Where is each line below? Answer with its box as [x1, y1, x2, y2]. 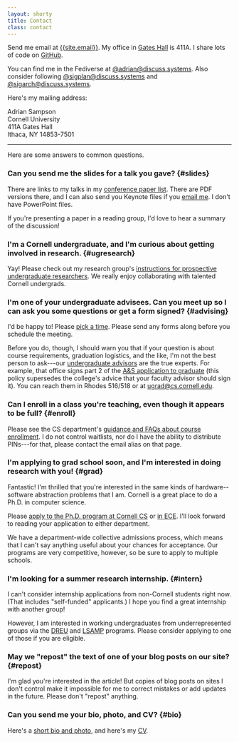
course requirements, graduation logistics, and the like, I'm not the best [7, 351, 216, 360]
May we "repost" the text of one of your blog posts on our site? [7, 652, 230, 662]
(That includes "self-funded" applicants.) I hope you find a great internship [7, 597, 226, 606]
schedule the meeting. [7, 330, 73, 339]
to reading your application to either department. [7, 519, 150, 528]
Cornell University [7, 115, 60, 123]
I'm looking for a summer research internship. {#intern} [7, 574, 203, 584]
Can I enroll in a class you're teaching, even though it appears [7, 400, 225, 410]
